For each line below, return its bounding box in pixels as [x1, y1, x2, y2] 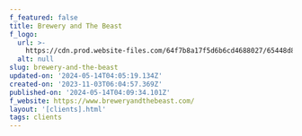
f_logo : [9, 30, 39, 38]
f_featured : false [9, 13, 78, 22]
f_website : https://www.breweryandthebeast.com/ [9, 96, 195, 106]
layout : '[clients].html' [9, 105, 106, 114]
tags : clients [9, 113, 63, 122]
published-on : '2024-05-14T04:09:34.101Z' [9, 88, 171, 97]
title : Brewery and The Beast [9, 21, 123, 30]
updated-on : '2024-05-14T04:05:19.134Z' [9, 72, 164, 81]
